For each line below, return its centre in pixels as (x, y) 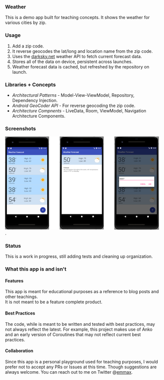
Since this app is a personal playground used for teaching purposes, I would (82, 361)
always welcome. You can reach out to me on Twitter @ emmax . (69, 372)
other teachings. (21, 297)
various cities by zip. (26, 22)
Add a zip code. (28, 46)
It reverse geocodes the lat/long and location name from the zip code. (82, 51)
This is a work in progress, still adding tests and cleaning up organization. (79, 256)
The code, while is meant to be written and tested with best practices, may (80, 324)
